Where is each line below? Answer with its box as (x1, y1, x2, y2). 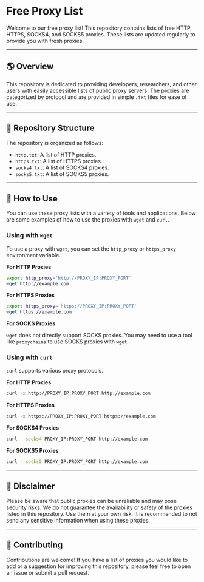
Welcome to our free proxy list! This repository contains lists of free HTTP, (6, 24, 192, 32)
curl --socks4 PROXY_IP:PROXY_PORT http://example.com (6, 436, 148, 442)
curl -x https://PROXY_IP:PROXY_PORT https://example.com (6, 413, 156, 419)
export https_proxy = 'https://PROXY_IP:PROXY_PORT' (6, 303, 137, 310)
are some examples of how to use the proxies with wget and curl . (6, 216, 169, 223)
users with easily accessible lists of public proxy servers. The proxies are (6, 87, 189, 94)
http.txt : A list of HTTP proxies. (15, 151, 97, 158)
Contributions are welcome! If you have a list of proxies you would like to (6, 556, 188, 563)
